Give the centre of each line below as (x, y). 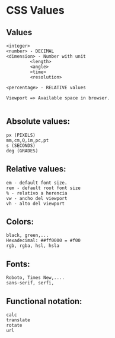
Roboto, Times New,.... (36, 278)
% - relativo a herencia (37, 193)
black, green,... (28, 236)
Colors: (20, 222)
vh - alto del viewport (36, 204)
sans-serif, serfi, (30, 283)
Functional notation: (44, 301)
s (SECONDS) (21, 145)
